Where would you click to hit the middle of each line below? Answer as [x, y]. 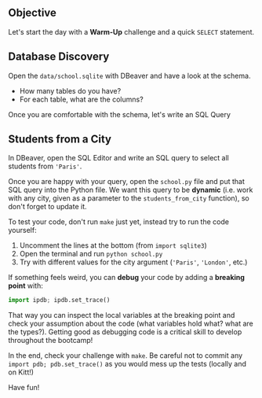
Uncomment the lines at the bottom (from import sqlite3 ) [113, 245]
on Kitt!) [21, 372]
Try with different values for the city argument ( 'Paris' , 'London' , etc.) [133, 262]
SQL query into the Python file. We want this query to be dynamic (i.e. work [131, 190]
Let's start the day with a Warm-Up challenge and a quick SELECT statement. [131, 31]
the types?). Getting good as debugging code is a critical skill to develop [125, 332]
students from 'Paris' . [45, 166]
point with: [25, 286]
